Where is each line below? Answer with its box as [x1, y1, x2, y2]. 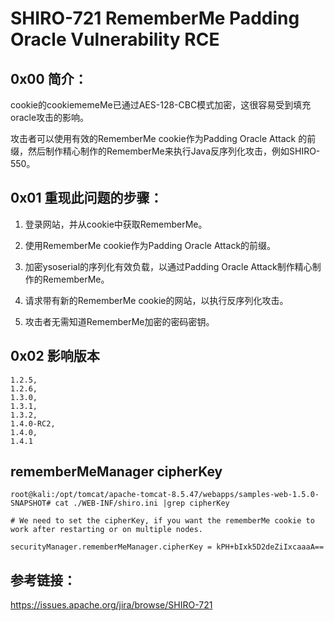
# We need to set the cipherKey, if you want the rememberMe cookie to [10, 516, 315, 526]
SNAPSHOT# [10, 498, 52, 509]
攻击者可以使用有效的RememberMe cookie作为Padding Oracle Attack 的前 [10, 133, 317, 144]
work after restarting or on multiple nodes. [10, 525, 203, 535]
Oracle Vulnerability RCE [10, 28, 220, 51]
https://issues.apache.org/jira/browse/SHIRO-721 [10, 599, 213, 611]
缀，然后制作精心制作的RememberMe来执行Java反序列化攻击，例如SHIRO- [10, 145, 321, 157]
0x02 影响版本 [10, 348, 100, 365]
